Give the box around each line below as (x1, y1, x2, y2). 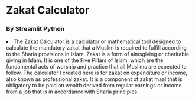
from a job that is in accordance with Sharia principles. (6, 88, 139, 95)
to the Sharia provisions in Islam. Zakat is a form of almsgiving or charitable (6, 51, 190, 58)
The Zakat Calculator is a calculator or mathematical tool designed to (14, 38, 181, 45)
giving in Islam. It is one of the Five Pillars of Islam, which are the (6, 57, 164, 64)
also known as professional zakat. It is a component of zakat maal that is (6, 76, 183, 83)
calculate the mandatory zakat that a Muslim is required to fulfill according (6, 44, 187, 51)
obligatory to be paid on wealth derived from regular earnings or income (6, 82, 182, 89)
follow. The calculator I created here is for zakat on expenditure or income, (6, 69, 188, 77)
